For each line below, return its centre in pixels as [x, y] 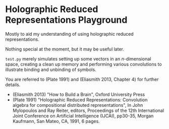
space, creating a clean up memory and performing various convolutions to [84, 64]
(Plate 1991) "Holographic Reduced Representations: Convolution [80, 100]
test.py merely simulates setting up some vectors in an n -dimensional [78, 58]
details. [13, 85]
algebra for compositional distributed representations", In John [78, 105]
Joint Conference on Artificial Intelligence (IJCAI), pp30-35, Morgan [83, 116]
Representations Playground [66, 20]
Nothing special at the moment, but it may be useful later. [65, 49]
